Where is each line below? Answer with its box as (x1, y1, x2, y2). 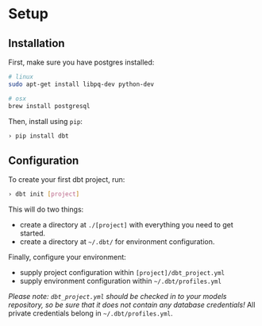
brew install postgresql (8, 102, 91, 110)
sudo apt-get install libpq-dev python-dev (8, 80, 155, 88)
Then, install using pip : (8, 116, 83, 126)
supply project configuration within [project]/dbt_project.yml (19, 268, 225, 277)
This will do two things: (8, 204, 84, 215)
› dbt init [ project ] (8, 190, 80, 199)
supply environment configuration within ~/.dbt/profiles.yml (19, 276, 222, 286)
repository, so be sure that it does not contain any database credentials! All (8, 300, 256, 310)
